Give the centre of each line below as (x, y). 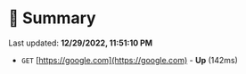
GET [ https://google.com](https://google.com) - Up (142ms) (129, 60)
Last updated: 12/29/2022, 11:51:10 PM (81, 43)
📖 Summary (52, 18)
